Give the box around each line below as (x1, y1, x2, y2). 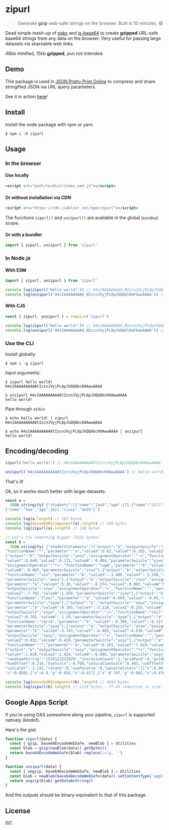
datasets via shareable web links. (5, 40, 74, 46)
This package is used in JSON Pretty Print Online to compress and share (5, 78, 155, 84)
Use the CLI (5, 340, 34, 347)
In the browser (5, 160, 42, 167)
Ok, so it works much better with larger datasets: (5, 488, 107, 494)
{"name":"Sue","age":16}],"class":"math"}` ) (5, 507, 100, 512)
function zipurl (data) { (5, 736, 57, 741)
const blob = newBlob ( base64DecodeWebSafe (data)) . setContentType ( (10, 774, 152, 779)
